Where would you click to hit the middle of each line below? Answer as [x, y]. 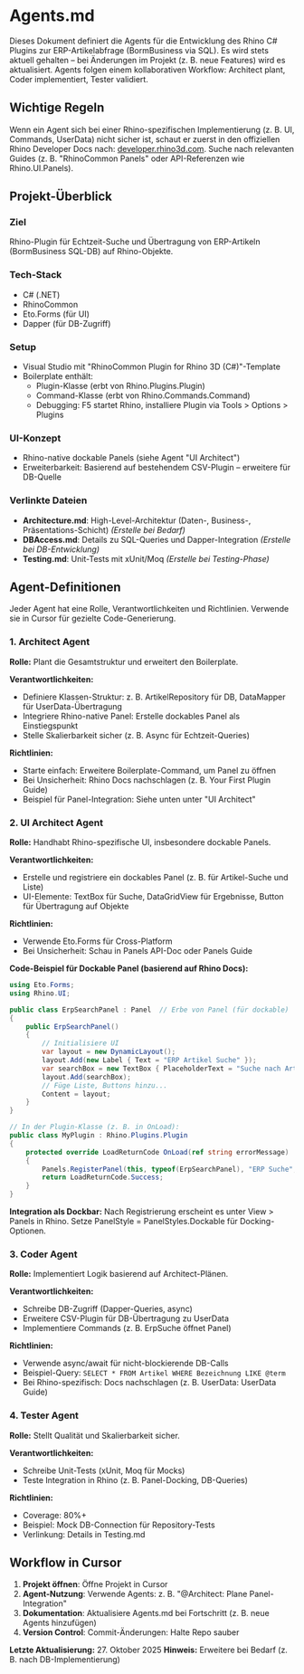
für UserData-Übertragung [72, 706]
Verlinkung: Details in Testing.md [84, 1534]
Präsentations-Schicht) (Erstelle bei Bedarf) [104, 529]
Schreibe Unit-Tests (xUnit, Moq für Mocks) [104, 1470]
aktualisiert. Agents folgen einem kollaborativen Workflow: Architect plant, [147, 70]
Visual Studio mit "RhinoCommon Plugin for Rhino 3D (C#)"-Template [151, 366]
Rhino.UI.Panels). [42, 167]
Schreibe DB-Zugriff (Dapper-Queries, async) [107, 1309]
